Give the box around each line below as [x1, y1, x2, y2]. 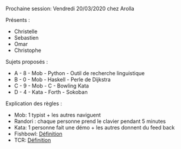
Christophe [14, 47, 42, 54]
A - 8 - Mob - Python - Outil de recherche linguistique [14, 70, 145, 76]
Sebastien [14, 34, 39, 41]
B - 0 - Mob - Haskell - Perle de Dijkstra [14, 76, 111, 83]
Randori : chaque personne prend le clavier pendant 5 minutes [14, 118, 166, 125]
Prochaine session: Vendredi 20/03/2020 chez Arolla [5, 5, 134, 12]
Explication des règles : [5, 100, 62, 107]
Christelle [14, 28, 38, 35]
